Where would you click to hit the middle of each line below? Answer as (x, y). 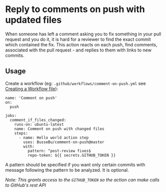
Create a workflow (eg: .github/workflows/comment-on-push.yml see (75, 83)
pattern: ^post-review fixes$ (59, 151)
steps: (21, 133)
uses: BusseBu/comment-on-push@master (64, 142)
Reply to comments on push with (75, 9)
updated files (33, 20)
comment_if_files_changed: (38, 120)
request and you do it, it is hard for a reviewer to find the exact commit (78, 39)
